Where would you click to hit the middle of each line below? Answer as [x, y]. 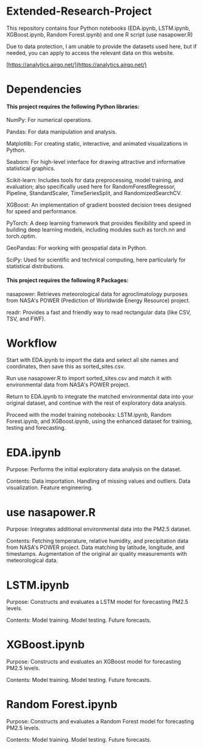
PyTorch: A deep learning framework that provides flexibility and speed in [98, 223]
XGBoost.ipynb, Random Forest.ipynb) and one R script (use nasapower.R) [100, 34]
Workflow [32, 343]
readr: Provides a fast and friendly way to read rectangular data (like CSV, [99, 312]
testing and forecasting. [36, 428]
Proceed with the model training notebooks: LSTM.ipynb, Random [89, 415]
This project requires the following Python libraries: [73, 106]
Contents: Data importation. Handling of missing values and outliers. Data [98, 481]
